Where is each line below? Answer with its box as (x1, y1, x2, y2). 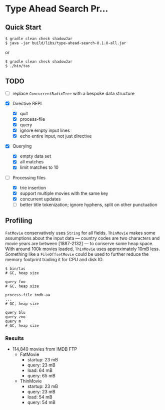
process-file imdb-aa (5, 292, 50, 297)
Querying (12, 143, 32, 149)
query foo (5, 279, 26, 284)
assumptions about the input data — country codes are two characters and (5, 235, 160, 241)
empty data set (19, 153, 51, 159)
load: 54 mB (27, 394, 52, 400)
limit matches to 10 (19, 164, 59, 170)
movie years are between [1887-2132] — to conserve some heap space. (5, 240, 154, 246)
